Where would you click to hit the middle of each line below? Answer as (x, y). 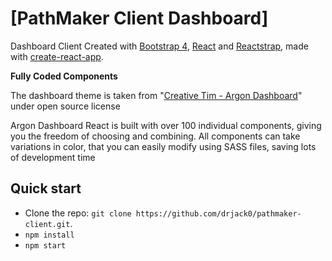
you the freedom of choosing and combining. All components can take (155, 136)
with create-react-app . (57, 56)
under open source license (65, 106)
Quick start (46, 188)
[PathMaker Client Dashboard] (139, 18)
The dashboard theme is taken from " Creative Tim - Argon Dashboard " (156, 95)
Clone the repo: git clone (78, 213)
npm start (45, 245)
